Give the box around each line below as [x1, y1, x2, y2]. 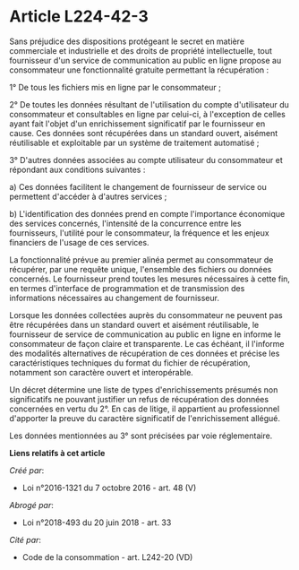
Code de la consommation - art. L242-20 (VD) [21, 551, 193, 562]
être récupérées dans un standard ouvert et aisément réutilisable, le [9, 319, 260, 330]
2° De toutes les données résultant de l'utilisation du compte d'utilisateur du [9, 99, 289, 109]
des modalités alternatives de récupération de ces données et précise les [9, 348, 280, 358]
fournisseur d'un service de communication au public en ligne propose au [9, 55, 282, 65]
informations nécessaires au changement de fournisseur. [9, 292, 219, 303]
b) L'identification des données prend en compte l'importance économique [9, 208, 286, 219]
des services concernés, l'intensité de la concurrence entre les [9, 218, 242, 229]
